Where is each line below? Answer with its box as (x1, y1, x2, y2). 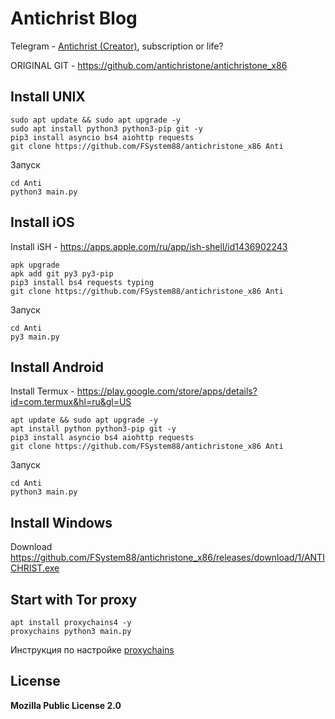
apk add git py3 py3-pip (10, 268, 114, 279)
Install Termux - (10, 385, 75, 397)
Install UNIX (10, 88, 86, 106)
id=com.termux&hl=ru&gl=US (10, 396, 132, 408)
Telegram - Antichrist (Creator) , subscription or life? (10, 40, 224, 52)
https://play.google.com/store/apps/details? (76, 385, 258, 397)
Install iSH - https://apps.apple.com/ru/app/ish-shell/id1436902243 (10, 240, 288, 252)
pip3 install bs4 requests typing (10, 277, 155, 287)
